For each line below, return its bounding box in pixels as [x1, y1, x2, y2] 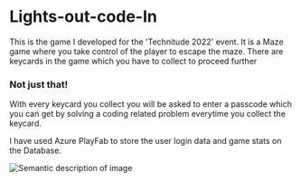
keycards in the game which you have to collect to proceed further [9, 55, 258, 66]
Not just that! [9, 78, 69, 91]
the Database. [9, 145, 61, 156]
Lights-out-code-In [9, 6, 158, 27]
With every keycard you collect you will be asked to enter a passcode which [9, 99, 292, 110]
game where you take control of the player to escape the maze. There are [9, 45, 284, 56]
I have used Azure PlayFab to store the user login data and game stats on [9, 136, 282, 147]
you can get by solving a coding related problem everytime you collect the [9, 109, 287, 120]
